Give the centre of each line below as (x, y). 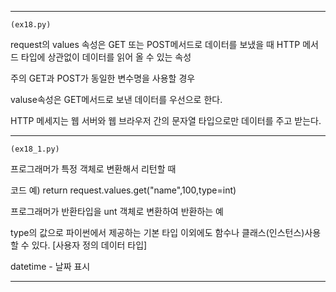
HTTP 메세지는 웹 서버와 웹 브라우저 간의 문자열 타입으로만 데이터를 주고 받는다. (166, 120)
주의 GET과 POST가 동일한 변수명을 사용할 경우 (103, 78)
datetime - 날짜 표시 (50, 266)
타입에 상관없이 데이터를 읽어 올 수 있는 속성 (106, 57)
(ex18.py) (31, 25)
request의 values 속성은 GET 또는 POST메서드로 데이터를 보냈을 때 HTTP (155, 44)
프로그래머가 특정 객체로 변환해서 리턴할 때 (93, 169)
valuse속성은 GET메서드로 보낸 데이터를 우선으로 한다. (116, 99)
